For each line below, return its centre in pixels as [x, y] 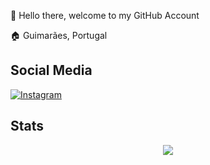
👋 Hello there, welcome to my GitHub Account [105, 15]
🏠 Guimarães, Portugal [59, 35]
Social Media [51, 70]
